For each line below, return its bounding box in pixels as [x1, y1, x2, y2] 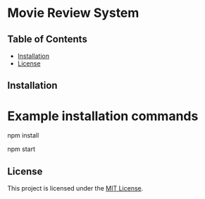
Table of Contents [7, 33, 88, 45]
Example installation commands [7, 108, 199, 124]
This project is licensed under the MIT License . [7, 184, 144, 193]
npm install [7, 131, 39, 140]
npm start [7, 145, 36, 153]
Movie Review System [7, 5, 139, 21]
